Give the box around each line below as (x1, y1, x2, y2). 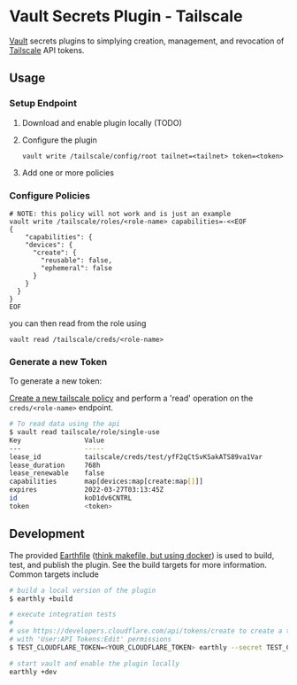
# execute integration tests (9, 610, 117, 619)
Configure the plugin (21, 135, 97, 145)
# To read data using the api (9, 419, 121, 429)
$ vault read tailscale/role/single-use (9, 428, 161, 437)
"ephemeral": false (41, 263, 113, 272)
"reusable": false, (41, 255, 113, 265)
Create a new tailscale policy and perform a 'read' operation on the (9, 393, 254, 404)
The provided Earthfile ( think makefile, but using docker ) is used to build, (9, 549, 275, 560)
